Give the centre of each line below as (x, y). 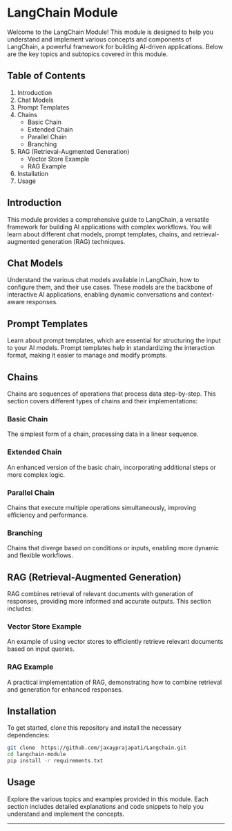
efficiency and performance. (48, 515)
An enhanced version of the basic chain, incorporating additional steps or (112, 467)
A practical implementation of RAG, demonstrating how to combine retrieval (115, 682)
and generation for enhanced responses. (65, 689)
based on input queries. (41, 649)
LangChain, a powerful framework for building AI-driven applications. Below (115, 46)
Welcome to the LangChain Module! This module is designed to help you (110, 32)
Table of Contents (47, 76)
